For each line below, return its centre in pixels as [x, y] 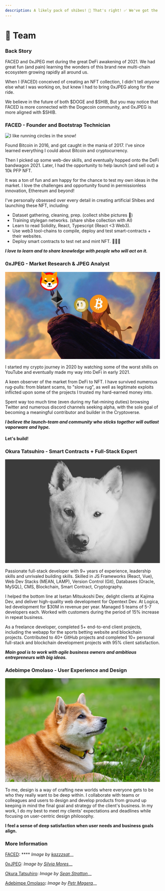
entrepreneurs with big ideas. [36, 657]
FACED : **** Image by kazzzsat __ [39, 854]
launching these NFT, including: [37, 205]
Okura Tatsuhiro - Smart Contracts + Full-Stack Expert [71, 451]
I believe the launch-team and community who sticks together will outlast [82, 422]
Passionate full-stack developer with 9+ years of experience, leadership [78, 571]
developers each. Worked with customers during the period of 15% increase [82, 612]
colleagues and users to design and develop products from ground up [76, 800]
